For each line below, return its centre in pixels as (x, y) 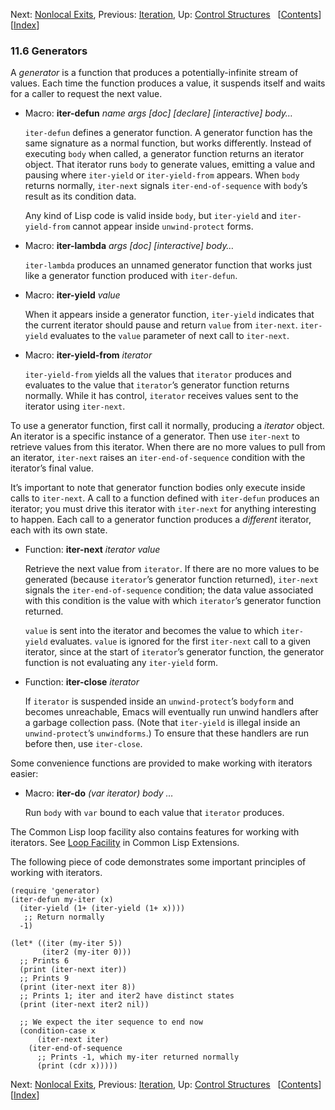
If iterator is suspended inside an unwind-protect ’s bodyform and (159, 701)
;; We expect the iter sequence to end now (111, 1022)
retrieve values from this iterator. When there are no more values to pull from (168, 447)
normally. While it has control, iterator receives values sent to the (161, 396)
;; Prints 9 (44, 979)
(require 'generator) (55, 891)
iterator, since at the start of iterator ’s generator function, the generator (174, 652)
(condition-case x (58, 1031)
